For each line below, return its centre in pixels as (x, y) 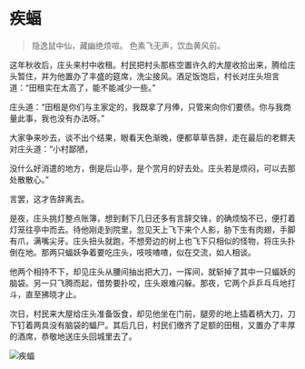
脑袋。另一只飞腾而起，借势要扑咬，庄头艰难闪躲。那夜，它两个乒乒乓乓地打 (152, 283)
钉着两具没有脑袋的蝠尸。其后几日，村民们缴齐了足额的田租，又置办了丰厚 (156, 324)
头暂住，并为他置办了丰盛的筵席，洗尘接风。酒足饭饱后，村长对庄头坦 (141, 76)
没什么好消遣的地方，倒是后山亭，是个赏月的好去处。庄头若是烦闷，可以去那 (152, 168)
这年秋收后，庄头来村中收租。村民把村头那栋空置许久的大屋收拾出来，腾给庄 (152, 65)
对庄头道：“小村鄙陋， (51, 149)
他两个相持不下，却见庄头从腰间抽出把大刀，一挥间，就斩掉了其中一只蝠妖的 (152, 271)
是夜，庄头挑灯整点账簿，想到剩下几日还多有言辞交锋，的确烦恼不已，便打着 (152, 218)
